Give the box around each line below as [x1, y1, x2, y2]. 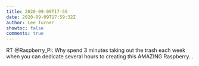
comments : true [6, 31, 44, 37]
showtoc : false [6, 25, 44, 31]
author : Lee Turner [6, 19, 55, 25]
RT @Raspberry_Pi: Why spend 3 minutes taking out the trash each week [6, 47, 186, 54]
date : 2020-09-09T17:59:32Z [6, 14, 76, 20]
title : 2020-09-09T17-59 [6, 8, 68, 15]
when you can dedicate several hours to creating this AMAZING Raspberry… [6, 53, 194, 60]
